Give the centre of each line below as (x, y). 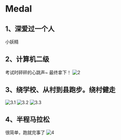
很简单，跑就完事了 (25, 132)
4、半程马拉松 (27, 120)
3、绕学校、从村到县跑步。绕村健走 (60, 90)
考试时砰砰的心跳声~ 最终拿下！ (38, 72)
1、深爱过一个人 (30, 29)
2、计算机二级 (27, 59)
